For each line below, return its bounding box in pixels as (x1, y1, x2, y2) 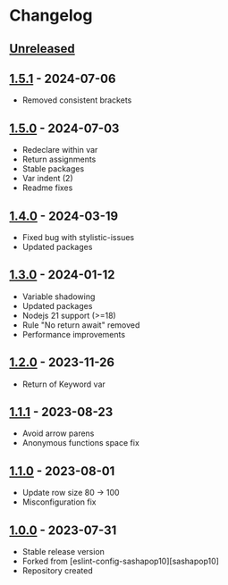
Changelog (9, 5, 93, 26)
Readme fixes (21, 182, 73, 193)
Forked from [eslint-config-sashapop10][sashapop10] (21, 556, 219, 567)
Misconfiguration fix (21, 497, 97, 507)
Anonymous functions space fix (21, 438, 140, 448)
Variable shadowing (21, 291, 96, 302)
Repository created (21, 565, 94, 576)
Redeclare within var (21, 145, 98, 155)
